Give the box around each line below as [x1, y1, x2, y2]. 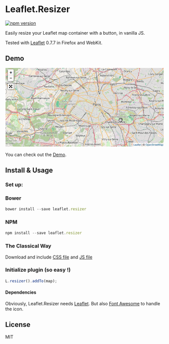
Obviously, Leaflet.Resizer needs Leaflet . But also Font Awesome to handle [5, 300, 160, 306]
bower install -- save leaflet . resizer [5, 207, 87, 212]
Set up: [5, 181, 24, 188]
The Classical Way [5, 242, 52, 249]
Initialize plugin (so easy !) [5, 267, 71, 274]
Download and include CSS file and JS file [5, 254, 93, 260]
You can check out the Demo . [5, 151, 67, 157]
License [5, 320, 31, 329]
